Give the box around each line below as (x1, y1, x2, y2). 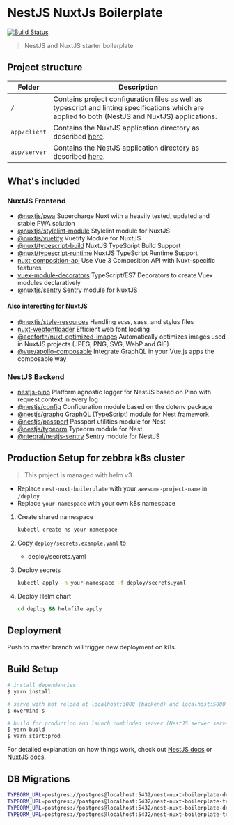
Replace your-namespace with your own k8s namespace (17, 499, 176, 507)
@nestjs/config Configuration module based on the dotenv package (17, 402, 212, 410)
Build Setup (7, 663, 58, 675)
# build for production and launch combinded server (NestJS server (7, 720, 210, 727)
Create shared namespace (17, 512, 94, 521)
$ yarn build (7, 726, 45, 733)
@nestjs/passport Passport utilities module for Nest (17, 417, 166, 426)
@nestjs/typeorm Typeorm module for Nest (17, 424, 143, 433)
